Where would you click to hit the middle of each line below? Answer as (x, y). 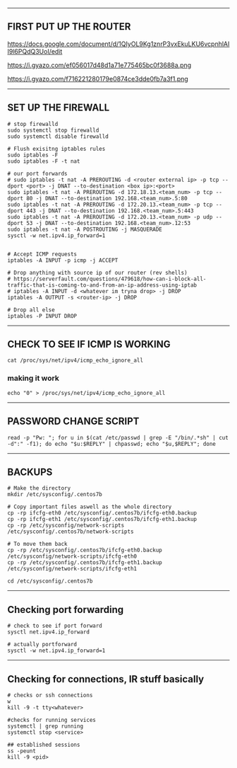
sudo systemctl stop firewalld (53, 130)
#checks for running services (52, 720)
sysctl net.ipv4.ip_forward (49, 632)
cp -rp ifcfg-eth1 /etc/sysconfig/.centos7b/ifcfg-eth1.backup (102, 520)
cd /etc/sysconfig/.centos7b (50, 581)
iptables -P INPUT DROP (42, 316)
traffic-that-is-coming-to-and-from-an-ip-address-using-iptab (102, 285)
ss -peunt (22, 751)
